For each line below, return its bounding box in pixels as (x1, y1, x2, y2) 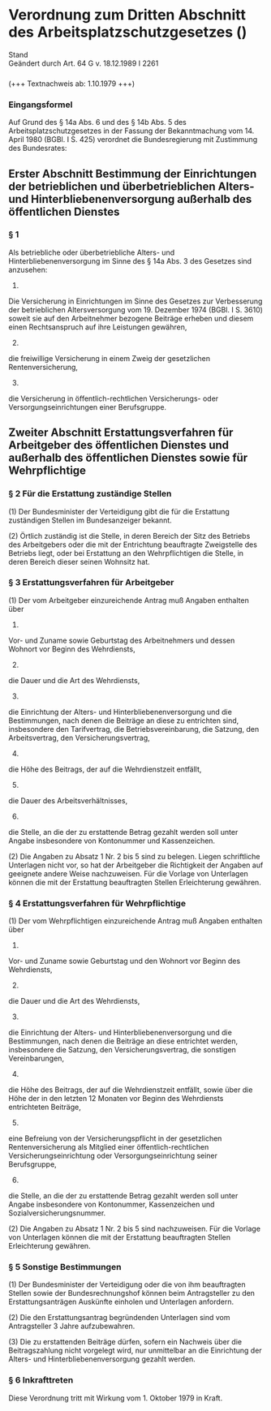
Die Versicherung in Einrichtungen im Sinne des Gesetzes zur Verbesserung (8, 296, 263, 306)
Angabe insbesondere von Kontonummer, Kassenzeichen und (8, 1199, 215, 1210)
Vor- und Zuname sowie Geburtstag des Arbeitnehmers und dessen (8, 635, 235, 645)
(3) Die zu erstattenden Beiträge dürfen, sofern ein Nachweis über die (8, 1337, 242, 1347)
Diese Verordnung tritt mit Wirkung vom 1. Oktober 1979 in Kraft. (8, 1393, 223, 1403)
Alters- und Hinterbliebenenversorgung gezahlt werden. (8, 1354, 196, 1364)
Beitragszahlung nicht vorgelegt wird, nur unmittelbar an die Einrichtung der (8, 1345, 262, 1356)
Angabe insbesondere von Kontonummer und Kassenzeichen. (8, 836, 216, 845)
